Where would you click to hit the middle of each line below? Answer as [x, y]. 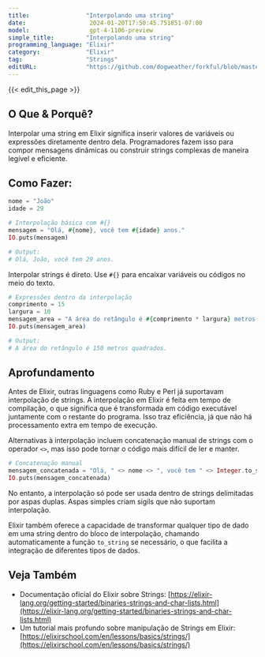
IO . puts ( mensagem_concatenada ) [60, 479]
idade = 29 [26, 209]
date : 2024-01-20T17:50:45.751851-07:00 [105, 23]
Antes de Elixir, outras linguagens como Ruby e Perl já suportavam [116, 392]
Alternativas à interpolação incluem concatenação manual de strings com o [131, 441]
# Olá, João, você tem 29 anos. [61, 259]
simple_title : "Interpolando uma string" [91, 38]
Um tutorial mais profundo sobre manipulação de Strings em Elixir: [127, 628]
